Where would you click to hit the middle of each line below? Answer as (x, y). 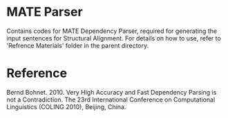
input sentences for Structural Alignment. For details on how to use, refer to (114, 38)
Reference (37, 73)
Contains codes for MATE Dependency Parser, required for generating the (112, 31)
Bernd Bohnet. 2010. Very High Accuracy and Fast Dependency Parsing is (112, 92)
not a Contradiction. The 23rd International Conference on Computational (111, 99)
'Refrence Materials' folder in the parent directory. (78, 45)
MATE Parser (45, 12)
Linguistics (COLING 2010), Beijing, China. (66, 106)
